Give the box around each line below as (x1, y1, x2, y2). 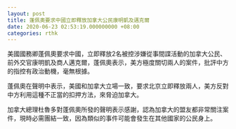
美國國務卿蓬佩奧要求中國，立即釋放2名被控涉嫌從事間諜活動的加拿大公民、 (7, 50, 227, 58)
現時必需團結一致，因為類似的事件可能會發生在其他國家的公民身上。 (19, 114, 216, 123)
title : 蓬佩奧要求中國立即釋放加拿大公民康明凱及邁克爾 (7, 17, 150, 24)
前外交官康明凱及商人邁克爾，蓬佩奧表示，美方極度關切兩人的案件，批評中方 (7, 59, 229, 67)
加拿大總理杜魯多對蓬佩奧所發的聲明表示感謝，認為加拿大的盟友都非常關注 (7, 105, 223, 114)
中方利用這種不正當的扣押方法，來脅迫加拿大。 (7, 91, 143, 99)
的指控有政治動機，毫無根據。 (7, 67, 93, 75)
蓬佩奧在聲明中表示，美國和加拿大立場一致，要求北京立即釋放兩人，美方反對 (7, 82, 229, 91)
